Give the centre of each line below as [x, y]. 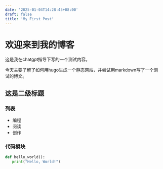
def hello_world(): [25, 157]
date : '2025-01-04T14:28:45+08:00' [42, 10]
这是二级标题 [25, 93]
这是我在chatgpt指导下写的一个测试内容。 [48, 59]
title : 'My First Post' [30, 19]
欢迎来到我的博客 [40, 45]
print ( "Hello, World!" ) [36, 162]
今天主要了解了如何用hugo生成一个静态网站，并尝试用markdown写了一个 [80, 70]
